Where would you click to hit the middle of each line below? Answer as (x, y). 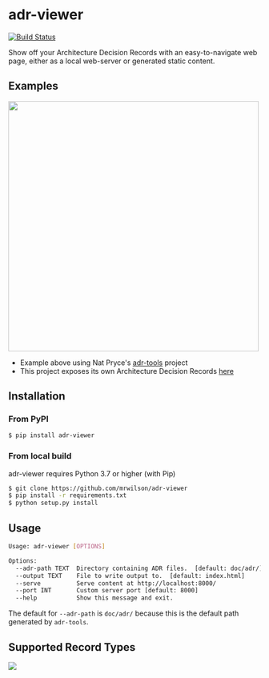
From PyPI (29, 419)
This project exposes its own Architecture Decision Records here (127, 371)
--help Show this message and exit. (94, 598)
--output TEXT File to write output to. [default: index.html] (130, 576)
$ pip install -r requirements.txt (68, 495)
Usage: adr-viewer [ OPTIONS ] (57, 547)
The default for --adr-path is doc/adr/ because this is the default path (124, 613)
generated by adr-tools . (49, 622)
